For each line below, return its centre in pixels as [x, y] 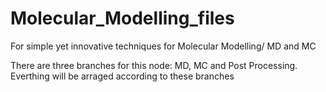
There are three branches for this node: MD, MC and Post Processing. [154, 65]
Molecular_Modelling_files [122, 18]
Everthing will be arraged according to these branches [122, 76]
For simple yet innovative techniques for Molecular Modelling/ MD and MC [163, 46]
